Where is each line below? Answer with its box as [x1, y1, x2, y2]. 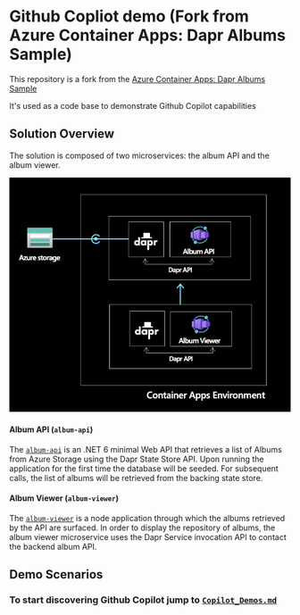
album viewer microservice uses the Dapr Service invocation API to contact [9, 531, 287, 542]
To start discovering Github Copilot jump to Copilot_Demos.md [9, 594, 278, 606]
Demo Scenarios [9, 567, 104, 582]
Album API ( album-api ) [9, 424, 94, 435]
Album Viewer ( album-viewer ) [9, 493, 119, 503]
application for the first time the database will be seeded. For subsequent [9, 462, 279, 474]
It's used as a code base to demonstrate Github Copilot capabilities [9, 100, 256, 111]
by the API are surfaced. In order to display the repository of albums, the [9, 522, 276, 533]
